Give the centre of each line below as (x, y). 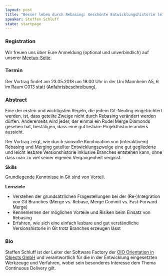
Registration (20, 42)
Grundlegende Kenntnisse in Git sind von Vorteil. (55, 177)
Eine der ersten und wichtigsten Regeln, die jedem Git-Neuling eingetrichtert (84, 111)
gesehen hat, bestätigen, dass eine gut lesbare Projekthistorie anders (77, 127)
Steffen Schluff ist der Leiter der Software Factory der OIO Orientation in (79, 252)
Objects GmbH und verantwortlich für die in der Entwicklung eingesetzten (81, 257)
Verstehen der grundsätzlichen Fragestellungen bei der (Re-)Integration (86, 196)
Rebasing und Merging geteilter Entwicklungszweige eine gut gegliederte (81, 147)
